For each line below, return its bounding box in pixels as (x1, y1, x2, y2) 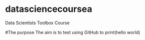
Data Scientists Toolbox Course (5, 20, 70, 26)
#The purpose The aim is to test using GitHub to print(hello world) (5, 29, 141, 35)
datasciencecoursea (5, 3, 92, 15)
